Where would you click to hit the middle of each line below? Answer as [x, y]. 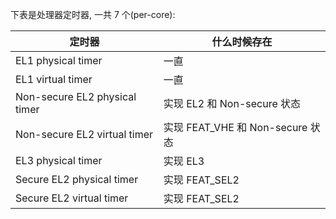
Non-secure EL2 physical [76, 96]
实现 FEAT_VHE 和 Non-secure [235, 127]
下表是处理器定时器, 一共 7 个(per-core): [93, 14]
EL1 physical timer [59, 60]
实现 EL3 [184, 161]
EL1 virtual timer [54, 79]
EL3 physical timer [59, 160]
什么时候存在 [242, 41]
